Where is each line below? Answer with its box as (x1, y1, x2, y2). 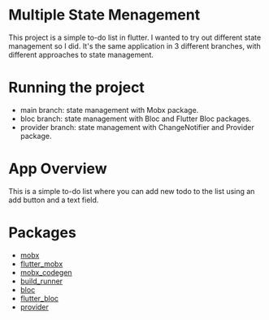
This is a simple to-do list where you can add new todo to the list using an (8, 186, 255, 196)
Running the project (8, 79, 145, 97)
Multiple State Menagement (8, 6, 201, 24)
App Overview (8, 160, 107, 178)
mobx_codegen (20, 267, 72, 277)
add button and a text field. (8, 195, 99, 205)
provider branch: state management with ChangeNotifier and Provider (20, 122, 254, 132)
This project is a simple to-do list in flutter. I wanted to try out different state (8, 32, 262, 42)
